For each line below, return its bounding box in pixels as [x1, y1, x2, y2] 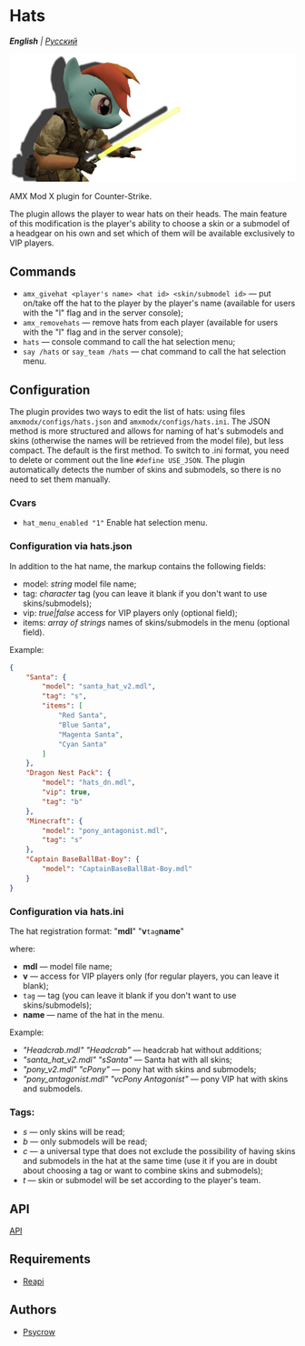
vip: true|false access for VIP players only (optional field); [22, 607, 238, 618]
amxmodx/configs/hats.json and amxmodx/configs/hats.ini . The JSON [9, 416, 271, 427]
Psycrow [22, 1326, 56, 1337]
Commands [9, 264, 77, 279]
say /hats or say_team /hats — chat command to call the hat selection [22, 347, 286, 357]
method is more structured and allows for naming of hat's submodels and [9, 426, 284, 437]
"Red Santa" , [57, 711, 107, 720]
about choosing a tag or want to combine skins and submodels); [22, 1165, 263, 1176]
